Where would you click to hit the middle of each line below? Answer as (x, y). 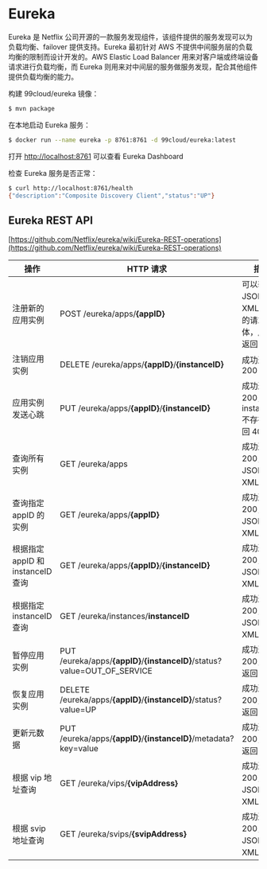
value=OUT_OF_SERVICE (106, 671)
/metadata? (213, 738)
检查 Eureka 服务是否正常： (53, 173)
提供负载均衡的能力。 (43, 76)
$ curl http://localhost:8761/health (71, 188)
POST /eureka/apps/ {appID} (112, 314)
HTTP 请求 (147, 269)
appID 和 (29, 561)
